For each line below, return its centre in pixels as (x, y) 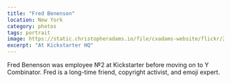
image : (16, 39)
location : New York (35, 20)
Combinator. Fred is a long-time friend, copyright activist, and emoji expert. (113, 72)
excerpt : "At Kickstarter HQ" (51, 45)
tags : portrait (29, 33)
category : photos (32, 26)
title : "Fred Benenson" (41, 13)
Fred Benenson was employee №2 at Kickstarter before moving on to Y (108, 65)
